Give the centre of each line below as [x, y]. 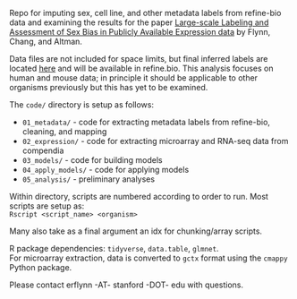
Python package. [41, 267]
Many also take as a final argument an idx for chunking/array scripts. [136, 231]
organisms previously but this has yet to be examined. [109, 87]
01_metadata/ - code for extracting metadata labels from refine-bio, [146, 122]
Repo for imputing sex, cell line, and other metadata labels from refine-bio [145, 13]
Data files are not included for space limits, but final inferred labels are [139, 59]
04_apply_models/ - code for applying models [106, 170]
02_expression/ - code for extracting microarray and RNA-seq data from [155, 141]
